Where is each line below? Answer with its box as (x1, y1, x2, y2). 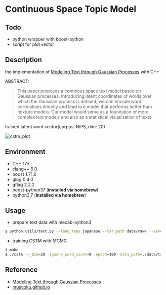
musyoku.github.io (12, 284, 50, 290)
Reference (5, 265, 38, 274)
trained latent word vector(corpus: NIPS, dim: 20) (5, 123, 105, 129)
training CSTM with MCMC (12, 238, 67, 244)
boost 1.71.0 (12, 171, 37, 177)
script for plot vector (12, 41, 54, 47)
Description (5, 56, 42, 64)
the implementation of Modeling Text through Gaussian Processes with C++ (5, 69, 160, 74)
